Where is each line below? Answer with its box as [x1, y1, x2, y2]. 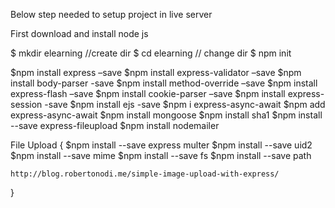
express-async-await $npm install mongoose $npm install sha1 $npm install [10, 109, 323, 121]
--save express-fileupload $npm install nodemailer [10, 120, 220, 131]
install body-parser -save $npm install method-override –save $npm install [10, 77, 318, 89]
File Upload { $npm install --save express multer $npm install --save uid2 [10, 139, 313, 151]
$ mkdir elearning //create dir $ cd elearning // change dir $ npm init [10, 47, 292, 59]
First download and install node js [10, 28, 149, 39]
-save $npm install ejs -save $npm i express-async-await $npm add [44, 99, 326, 110]
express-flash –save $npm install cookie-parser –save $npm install [10, 88, 286, 99]
